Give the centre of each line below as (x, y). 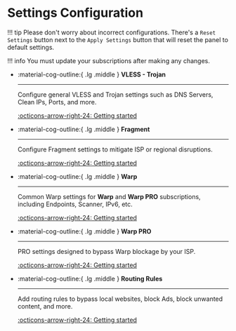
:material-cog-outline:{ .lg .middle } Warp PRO (84, 231)
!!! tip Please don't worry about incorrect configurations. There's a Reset (112, 32)
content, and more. (45, 306)
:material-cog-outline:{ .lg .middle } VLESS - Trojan (92, 74)
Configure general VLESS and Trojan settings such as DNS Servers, (115, 94)
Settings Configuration (76, 13)
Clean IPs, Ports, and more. (57, 102)
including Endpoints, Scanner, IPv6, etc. (75, 204)
